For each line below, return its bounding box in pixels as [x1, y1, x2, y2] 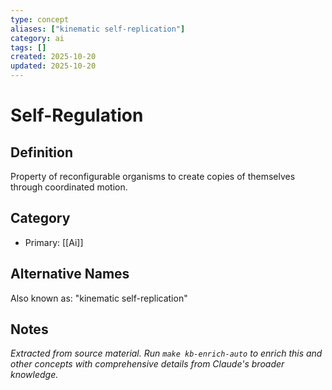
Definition [10, 144, 73, 161]
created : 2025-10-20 [10, 52, 97, 62]
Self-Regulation [10, 104, 144, 127]
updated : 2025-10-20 [10, 61, 97, 71]
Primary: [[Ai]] [24, 236, 84, 248]
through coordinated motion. [10, 181, 128, 193]
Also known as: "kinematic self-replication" [10, 292, 188, 304]
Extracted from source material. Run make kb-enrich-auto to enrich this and [10, 347, 323, 360]
